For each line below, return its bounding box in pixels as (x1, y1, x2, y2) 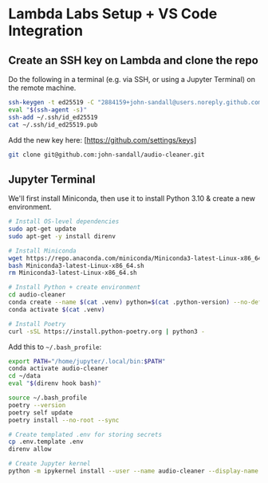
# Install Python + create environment (8, 284, 141, 292)
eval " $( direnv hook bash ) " (8, 379, 102, 387)
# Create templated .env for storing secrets (8, 430, 162, 438)
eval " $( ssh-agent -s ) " (8, 105, 88, 114)
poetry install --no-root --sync (8, 416, 120, 424)
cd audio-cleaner (8, 291, 66, 299)
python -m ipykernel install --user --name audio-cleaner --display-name (8, 467, 259, 475)
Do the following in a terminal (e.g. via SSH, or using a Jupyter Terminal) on (8, 75, 256, 84)
